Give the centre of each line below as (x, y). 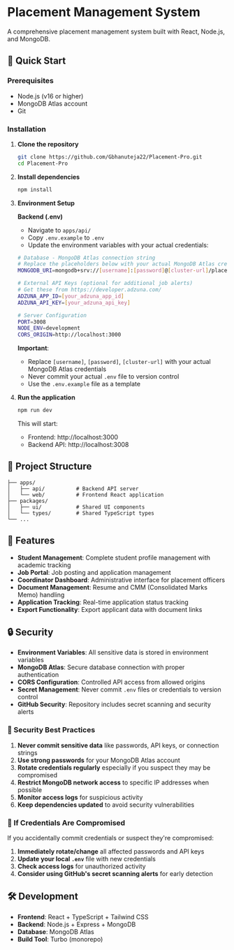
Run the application (46, 397)
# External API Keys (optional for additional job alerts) (105, 284)
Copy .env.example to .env (66, 237)
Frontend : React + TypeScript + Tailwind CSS (83, 916)
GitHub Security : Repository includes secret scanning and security (114, 704)
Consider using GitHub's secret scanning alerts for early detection (115, 874)
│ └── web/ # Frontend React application (86, 495)
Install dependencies (49, 177)
